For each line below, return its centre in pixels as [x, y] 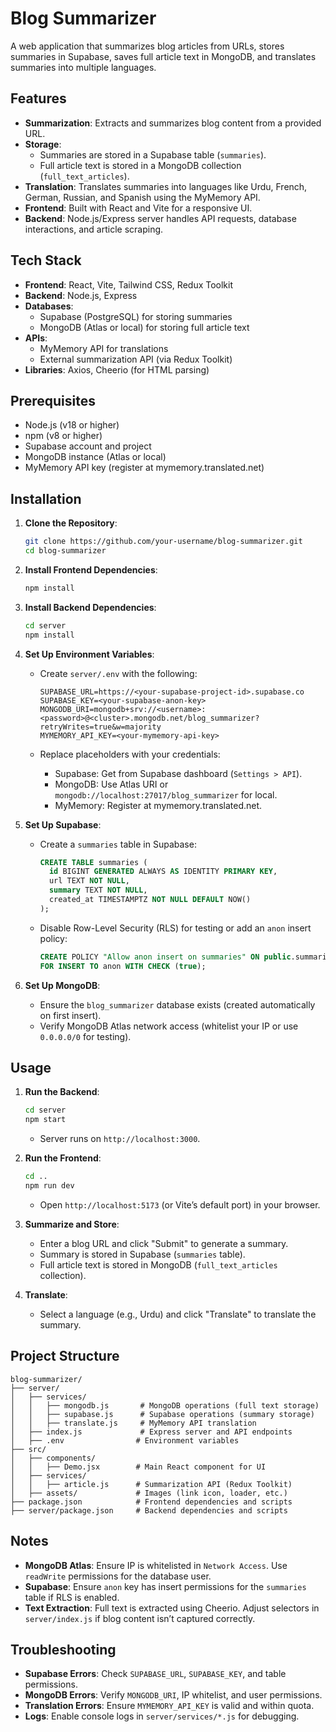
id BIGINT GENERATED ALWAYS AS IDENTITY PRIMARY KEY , [163, 872]
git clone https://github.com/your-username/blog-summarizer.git [163, 542]
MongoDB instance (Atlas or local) [95, 457]
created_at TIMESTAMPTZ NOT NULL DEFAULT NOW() [150, 900]
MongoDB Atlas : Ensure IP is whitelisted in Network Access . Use [156, 1565]
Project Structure [65, 1356]
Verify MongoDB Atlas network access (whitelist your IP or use [169, 1026]
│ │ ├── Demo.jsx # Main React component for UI [138, 1467]
